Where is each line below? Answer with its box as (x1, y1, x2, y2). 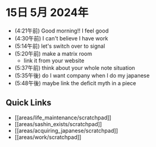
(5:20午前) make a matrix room (14, 50, 93, 57)
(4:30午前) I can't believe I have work (14, 34, 108, 42)
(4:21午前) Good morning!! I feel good (14, 27, 109, 34)
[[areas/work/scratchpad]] (14, 133, 82, 141)
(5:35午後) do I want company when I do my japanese (14, 72, 150, 79)
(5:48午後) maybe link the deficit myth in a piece (14, 79, 136, 86)
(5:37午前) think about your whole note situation (14, 64, 135, 71)
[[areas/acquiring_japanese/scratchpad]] (14, 127, 118, 134)
